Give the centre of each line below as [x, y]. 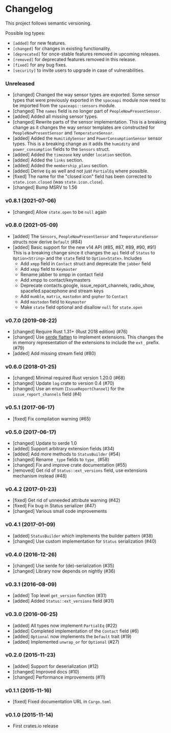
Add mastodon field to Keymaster [53, 302]
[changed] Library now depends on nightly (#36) [64, 571]
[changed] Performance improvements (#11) [59, 677]
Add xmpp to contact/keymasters [55, 280]
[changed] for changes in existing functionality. [62, 48]
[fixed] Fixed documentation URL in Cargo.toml [62, 702]
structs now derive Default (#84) [47, 242]
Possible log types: [25, 33]
